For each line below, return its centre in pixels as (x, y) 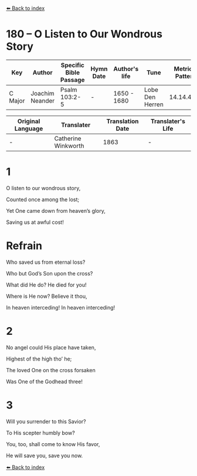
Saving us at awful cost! (35, 222)
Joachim (42, 93)
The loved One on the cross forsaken (51, 370)
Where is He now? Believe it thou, (47, 296)
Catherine (68, 138)
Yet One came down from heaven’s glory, (56, 210)
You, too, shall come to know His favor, (53, 444)
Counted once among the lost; (43, 199)
